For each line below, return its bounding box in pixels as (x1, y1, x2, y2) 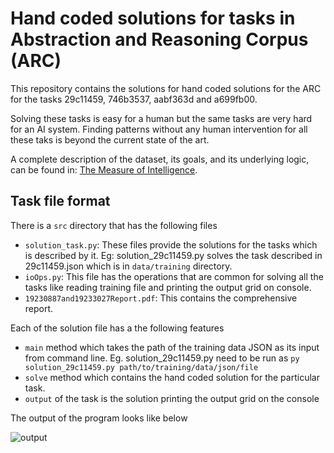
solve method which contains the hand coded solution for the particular (24, 371, 320, 383)
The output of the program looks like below (10, 412, 188, 424)
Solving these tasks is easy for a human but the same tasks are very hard (10, 112, 313, 124)
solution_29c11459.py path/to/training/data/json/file (24, 362, 259, 372)
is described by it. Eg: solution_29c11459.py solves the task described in (24, 249, 323, 261)
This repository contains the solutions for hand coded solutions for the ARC (10, 82, 322, 94)
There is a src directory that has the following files (10, 219, 218, 231)
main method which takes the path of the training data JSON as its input (24, 341, 320, 353)
